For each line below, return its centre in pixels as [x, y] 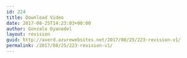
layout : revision [28, 34]
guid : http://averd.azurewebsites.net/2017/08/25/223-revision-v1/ [94, 40]
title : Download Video [35, 18]
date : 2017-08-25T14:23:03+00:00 [49, 23]
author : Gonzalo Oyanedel [39, 29]
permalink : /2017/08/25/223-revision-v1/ [60, 46]
